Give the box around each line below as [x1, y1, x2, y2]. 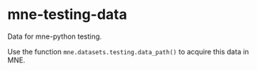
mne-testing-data [7, 6, 127, 24]
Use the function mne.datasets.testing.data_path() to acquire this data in [7, 47, 250, 56]
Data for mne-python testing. [7, 32, 102, 41]
